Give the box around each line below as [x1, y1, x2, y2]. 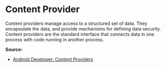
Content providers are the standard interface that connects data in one [5, 31, 155, 37]
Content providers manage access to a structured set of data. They [5, 20, 148, 26]
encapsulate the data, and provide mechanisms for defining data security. [5, 25, 161, 31]
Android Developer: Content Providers [12, 56, 94, 62]
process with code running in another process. [5, 37, 104, 43]
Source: [5, 46, 23, 52]
